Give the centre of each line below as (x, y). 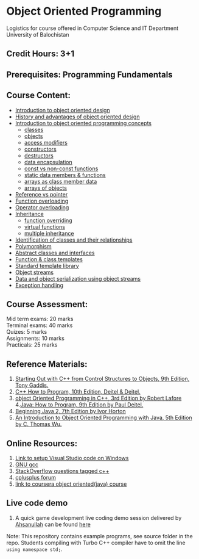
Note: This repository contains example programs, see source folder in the (100, 536)
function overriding (48, 220)
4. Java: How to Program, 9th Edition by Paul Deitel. (79, 405)
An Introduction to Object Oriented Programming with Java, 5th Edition (104, 418)
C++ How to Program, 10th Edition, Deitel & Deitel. (78, 392)
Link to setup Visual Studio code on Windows (72, 458)
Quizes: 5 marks (27, 332)
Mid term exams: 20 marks (40, 319)
